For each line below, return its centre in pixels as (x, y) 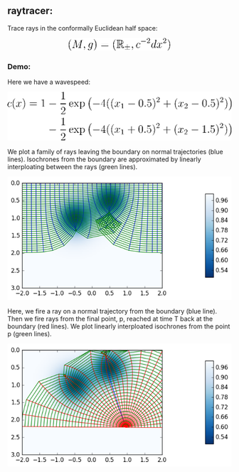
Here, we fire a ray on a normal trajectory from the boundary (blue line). (112, 311)
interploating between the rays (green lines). (73, 167)
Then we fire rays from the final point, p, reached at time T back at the (110, 318)
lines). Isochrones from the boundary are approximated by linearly (104, 159)
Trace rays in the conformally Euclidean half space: (83, 28)
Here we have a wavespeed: (49, 82)
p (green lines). (30, 333)
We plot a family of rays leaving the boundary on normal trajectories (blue (115, 152)
